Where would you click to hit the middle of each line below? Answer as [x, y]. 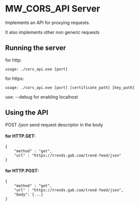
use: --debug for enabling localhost [42, 97]
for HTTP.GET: [20, 136]
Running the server [36, 48]
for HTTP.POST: [22, 171]
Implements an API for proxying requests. [48, 22]
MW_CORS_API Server [53, 9]
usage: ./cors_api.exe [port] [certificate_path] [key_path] [70, 87]
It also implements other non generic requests [52, 32]
